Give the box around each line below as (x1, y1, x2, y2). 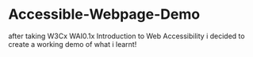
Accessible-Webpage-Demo (8, 5, 201, 23)
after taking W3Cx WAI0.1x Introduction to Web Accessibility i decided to (8, 31, 245, 41)
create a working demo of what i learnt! (8, 39, 137, 48)
